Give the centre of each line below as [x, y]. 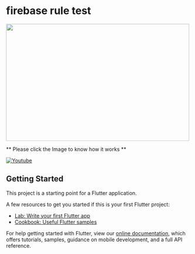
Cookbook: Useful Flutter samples [56, 222]
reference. [18, 246]
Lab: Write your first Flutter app [52, 215]
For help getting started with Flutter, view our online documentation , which [96, 233]
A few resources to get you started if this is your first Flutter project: [88, 204]
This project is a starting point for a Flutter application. [71, 193]
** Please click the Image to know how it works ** [66, 149]
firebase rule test [49, 11]
